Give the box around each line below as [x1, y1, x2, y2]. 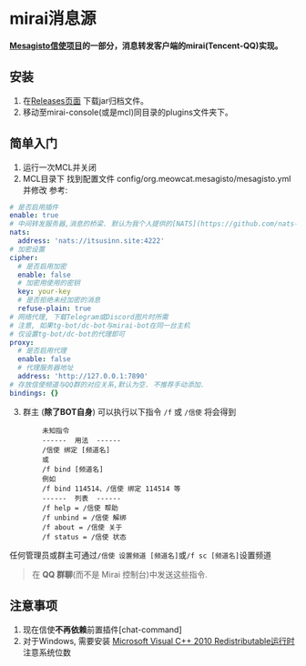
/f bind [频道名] [42, 465, 104, 474]
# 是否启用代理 [17, 347, 66, 356]
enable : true [9, 211, 59, 220]
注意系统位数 [22, 647, 71, 658]
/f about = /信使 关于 [42, 522, 123, 532]
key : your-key [17, 288, 71, 297]
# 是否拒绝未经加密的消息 [17, 296, 101, 305]
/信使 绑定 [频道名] [42, 445, 111, 455]
